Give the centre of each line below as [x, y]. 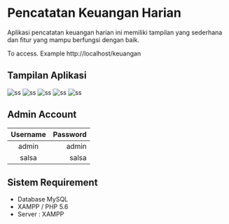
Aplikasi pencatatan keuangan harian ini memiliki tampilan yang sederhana [115, 32]
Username [29, 134]
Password [70, 134]
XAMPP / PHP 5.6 [43, 207]
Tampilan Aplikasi [47, 75]
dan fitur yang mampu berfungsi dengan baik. [74, 39]
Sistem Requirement [53, 182]
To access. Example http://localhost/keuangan [74, 53]
